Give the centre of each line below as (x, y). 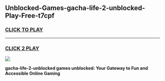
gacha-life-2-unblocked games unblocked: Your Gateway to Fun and (77, 68)
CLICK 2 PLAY (22, 48)
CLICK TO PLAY (24, 30)
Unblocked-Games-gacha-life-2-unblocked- (75, 8)
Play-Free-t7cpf (30, 16)
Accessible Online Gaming (33, 73)
